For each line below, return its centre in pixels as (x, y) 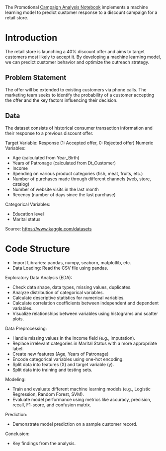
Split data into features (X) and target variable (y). (63, 364)
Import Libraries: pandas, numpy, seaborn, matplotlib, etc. (72, 262)
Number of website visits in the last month (55, 189)
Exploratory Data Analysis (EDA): (39, 277)
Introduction (31, 38)
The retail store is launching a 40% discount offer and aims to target (75, 51)
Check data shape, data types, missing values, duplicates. (72, 287)
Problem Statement (36, 78)
